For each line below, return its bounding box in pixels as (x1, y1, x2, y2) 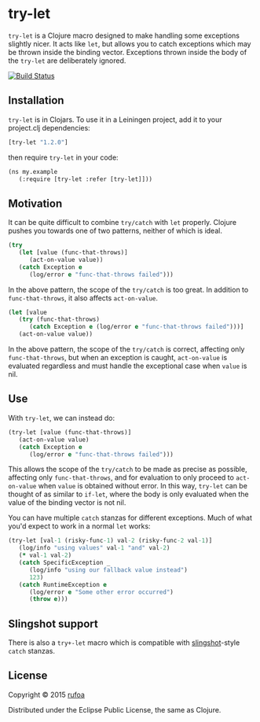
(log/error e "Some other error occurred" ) (28, 588, 174, 596)
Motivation (8, 197, 63, 210)
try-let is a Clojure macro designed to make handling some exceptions (8, 31, 240, 40)
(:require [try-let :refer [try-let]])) (18, 175, 153, 183)
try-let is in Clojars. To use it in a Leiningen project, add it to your (8, 115, 222, 124)
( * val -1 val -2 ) (18, 551, 72, 559)
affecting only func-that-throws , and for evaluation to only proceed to (8, 473, 234, 482)
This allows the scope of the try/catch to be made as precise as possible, (8, 465, 247, 474)
